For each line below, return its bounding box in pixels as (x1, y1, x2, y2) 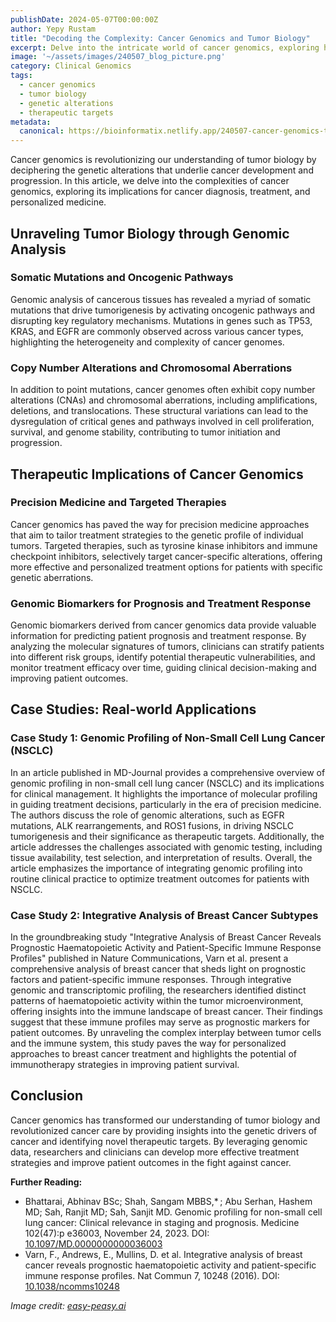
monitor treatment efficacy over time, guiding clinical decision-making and (10, 662, 317, 674)
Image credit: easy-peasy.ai (10, 1299, 127, 1311)
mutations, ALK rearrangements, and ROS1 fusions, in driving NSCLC (10, 819, 295, 831)
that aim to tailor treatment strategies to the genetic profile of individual (10, 529, 304, 541)
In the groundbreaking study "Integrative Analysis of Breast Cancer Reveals (10, 931, 322, 943)
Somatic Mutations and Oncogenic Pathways (10, 271, 234, 285)
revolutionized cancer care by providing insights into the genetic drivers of (10, 1124, 318, 1136)
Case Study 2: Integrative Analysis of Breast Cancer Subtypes (10, 908, 319, 922)
